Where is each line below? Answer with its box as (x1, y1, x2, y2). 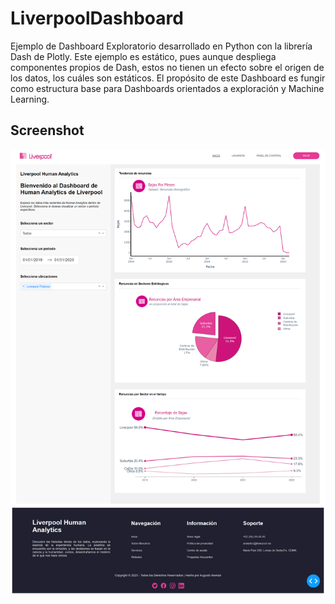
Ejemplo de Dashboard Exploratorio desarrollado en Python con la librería (10, 40, 313, 52)
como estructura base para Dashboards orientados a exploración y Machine (10, 82, 325, 94)
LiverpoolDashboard (10, 7, 184, 30)
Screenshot (10, 122, 85, 139)
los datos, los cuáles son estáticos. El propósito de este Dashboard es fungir (10, 72, 326, 84)
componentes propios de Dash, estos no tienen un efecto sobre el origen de (10, 61, 325, 73)
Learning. (10, 93, 50, 105)
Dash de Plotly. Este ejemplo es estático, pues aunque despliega (10, 50, 277, 62)
